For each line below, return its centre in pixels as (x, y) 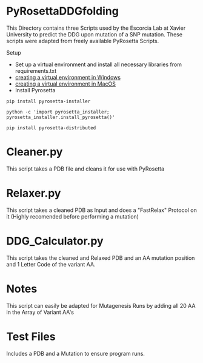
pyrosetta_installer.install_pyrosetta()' (61, 117)
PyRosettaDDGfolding (63, 11)
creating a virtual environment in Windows (68, 77)
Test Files (31, 337)
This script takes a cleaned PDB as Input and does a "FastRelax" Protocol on (101, 210)
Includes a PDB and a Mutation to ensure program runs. (76, 353)
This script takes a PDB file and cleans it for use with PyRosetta (85, 169)
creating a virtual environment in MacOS (65, 84)
